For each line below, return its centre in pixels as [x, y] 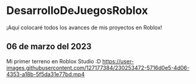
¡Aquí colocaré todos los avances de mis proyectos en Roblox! [84, 27]
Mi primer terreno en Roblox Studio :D [54, 61]
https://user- [118, 61]
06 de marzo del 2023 [49, 47]
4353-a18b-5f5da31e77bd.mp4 [46, 74]
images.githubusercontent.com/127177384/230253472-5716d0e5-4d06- [98, 68]
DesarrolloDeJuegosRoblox [77, 11]
